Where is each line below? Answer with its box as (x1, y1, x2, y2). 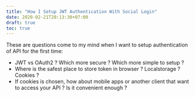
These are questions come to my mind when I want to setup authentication (6, 41, 188, 48)
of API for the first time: (6, 48, 63, 55)
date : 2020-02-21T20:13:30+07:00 (6, 14, 89, 20)
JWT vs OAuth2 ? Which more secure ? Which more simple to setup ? (14, 59, 184, 66)
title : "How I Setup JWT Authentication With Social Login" (6, 8, 158, 15)
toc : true (6, 25, 31, 31)
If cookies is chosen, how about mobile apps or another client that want (14, 78, 189, 85)
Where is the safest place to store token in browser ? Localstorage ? (14, 66, 181, 73)
